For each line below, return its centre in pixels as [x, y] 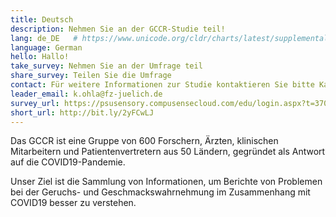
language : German [46, 47]
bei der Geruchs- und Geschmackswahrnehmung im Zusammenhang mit [160, 192]
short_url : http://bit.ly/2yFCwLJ [82, 112]
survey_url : [35, 103]
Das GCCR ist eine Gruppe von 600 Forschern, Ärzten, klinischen [144, 141]
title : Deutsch [42, 19]
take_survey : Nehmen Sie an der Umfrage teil [106, 66]
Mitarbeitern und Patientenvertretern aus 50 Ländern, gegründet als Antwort [168, 152]
